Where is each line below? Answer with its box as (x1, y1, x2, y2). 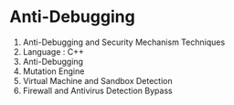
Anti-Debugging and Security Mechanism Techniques (22, 37, 226, 47)
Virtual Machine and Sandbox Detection (22, 75, 173, 86)
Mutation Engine (22, 66, 85, 77)
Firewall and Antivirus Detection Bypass (22, 85, 173, 96)
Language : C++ (22, 46, 84, 57)
